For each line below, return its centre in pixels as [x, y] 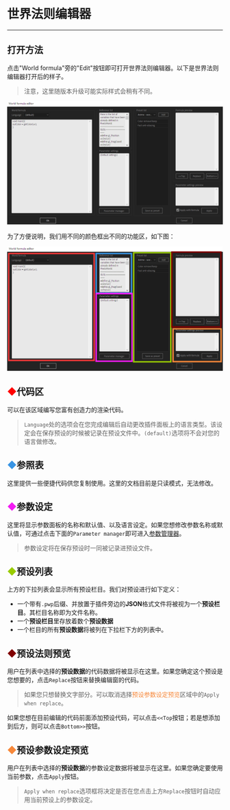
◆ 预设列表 [30, 571]
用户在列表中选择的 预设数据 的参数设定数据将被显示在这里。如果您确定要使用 [115, 767]
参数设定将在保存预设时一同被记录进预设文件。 [90, 548]
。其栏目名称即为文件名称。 [62, 613]
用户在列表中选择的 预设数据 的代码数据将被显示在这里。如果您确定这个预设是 [115, 671]
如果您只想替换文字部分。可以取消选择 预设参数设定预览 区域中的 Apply [122, 695]
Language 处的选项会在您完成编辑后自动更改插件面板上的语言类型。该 [120, 424]
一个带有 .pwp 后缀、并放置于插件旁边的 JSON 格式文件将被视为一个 [110, 604]
